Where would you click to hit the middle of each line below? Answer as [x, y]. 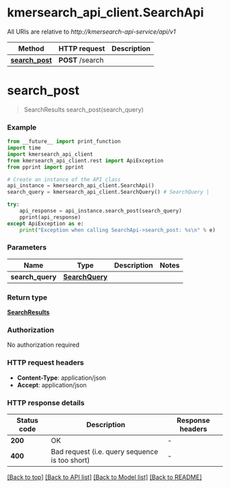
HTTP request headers [46, 363]
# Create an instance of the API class [64, 180]
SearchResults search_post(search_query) [84, 109]
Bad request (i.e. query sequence [105, 452]
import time [24, 148]
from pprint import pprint [46, 167]
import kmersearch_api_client [50, 154]
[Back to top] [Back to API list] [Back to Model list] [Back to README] [104, 477]
